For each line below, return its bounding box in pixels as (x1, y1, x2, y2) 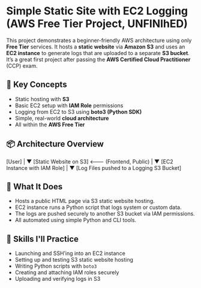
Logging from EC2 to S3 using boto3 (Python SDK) (14, 108, 142, 115)
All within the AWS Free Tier (14, 121, 85, 128)
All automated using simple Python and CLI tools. (14, 217, 137, 224)
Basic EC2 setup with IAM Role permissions (14, 102, 124, 109)
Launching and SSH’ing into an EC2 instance (14, 250, 126, 257)
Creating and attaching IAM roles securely (14, 269, 119, 276)
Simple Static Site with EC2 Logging (6, 4, 188, 18)
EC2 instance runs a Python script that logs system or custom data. (14, 204, 182, 211)
